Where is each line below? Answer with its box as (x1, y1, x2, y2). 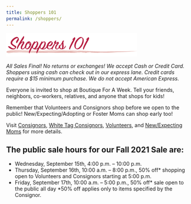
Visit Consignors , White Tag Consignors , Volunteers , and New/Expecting (6, 121, 183, 129)
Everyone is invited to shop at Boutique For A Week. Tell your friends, (6, 86, 174, 93)
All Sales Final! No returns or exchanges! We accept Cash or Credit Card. (6, 62, 185, 69)
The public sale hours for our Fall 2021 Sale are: (6, 145, 185, 155)
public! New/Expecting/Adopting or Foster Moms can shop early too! (6, 110, 173, 117)
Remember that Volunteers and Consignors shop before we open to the (6, 103, 180, 111)
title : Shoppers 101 (6, 9, 57, 15)
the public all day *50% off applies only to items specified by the (14, 185, 173, 192)
